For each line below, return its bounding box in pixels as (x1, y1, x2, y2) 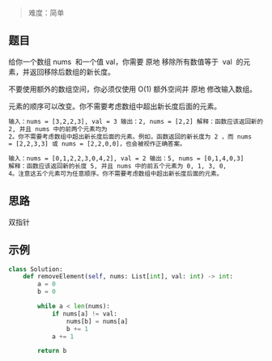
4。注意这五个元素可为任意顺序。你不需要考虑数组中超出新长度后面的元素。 (8, 170, 223, 178)
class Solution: (8, 265, 63, 274)
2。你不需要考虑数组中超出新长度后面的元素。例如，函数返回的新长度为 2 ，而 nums (8, 133, 253, 141)
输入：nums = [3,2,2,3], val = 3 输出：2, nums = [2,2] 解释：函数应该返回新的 (8, 117, 263, 125)
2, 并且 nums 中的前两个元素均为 (8, 125, 108, 133)
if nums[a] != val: (51, 309, 117, 318)
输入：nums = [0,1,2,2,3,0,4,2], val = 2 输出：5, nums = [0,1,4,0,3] (8, 155, 244, 163)
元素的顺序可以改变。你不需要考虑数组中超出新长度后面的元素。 (8, 101, 221, 111)
